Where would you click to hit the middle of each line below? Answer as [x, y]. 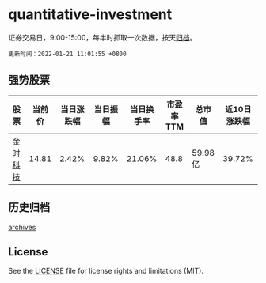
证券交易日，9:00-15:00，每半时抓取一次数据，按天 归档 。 [103, 37]
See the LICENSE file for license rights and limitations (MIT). [106, 271]
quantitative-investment [90, 15]
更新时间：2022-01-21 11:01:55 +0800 [67, 54]
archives [22, 227]
